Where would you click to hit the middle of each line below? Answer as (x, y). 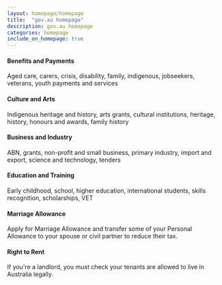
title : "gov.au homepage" (45, 20)
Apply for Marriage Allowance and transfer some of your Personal (100, 229)
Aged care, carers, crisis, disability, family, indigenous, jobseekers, (101, 76)
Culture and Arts (31, 99)
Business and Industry (40, 137)
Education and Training (41, 175)
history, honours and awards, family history (68, 121)
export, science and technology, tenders (64, 160)
